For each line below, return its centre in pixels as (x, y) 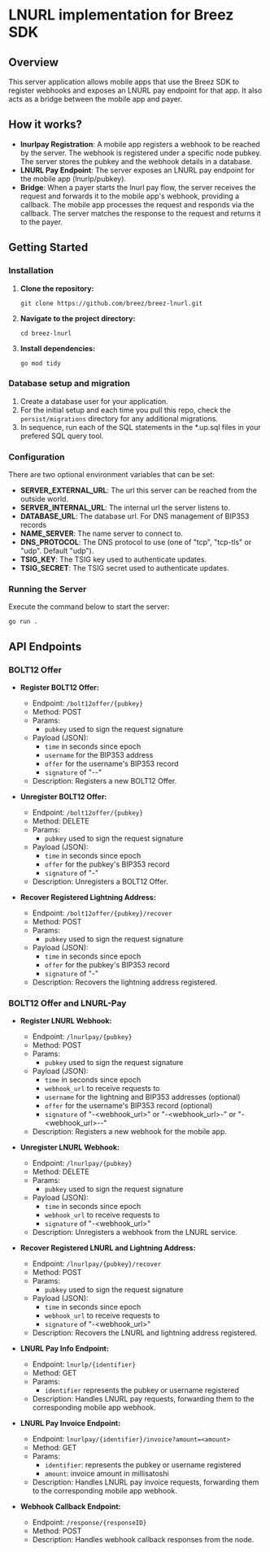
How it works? (46, 125)
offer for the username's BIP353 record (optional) (128, 1106)
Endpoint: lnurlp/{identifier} (84, 1364)
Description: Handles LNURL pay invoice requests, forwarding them (146, 1482)
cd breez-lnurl (46, 333)
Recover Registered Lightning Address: (88, 898)
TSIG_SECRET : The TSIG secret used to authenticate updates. (124, 568)
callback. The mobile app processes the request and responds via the (137, 204)
